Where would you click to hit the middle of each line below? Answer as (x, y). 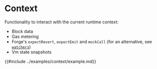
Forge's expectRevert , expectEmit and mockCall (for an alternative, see (82, 41)
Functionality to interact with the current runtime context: (61, 22)
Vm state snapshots (32, 52)
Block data (22, 31)
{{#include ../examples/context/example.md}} (51, 61)
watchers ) (21, 47)
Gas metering (25, 36)
